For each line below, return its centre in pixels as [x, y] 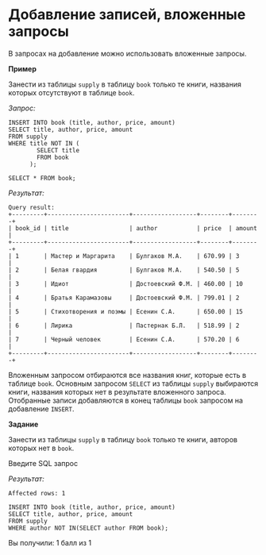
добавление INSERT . [41, 409]
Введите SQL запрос [43, 463]
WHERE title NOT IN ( [44, 143]
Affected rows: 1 [37, 493]
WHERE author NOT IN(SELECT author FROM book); [89, 528]
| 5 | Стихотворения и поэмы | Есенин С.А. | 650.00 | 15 [126, 311]
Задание [23, 424]
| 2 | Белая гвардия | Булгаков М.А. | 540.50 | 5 [124, 270]
